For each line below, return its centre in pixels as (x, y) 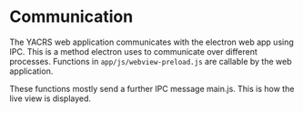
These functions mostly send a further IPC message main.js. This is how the (152, 88)
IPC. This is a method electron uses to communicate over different (133, 51)
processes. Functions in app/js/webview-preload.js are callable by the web (151, 61)
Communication (71, 17)
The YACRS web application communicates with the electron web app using (151, 42)
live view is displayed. (50, 98)
